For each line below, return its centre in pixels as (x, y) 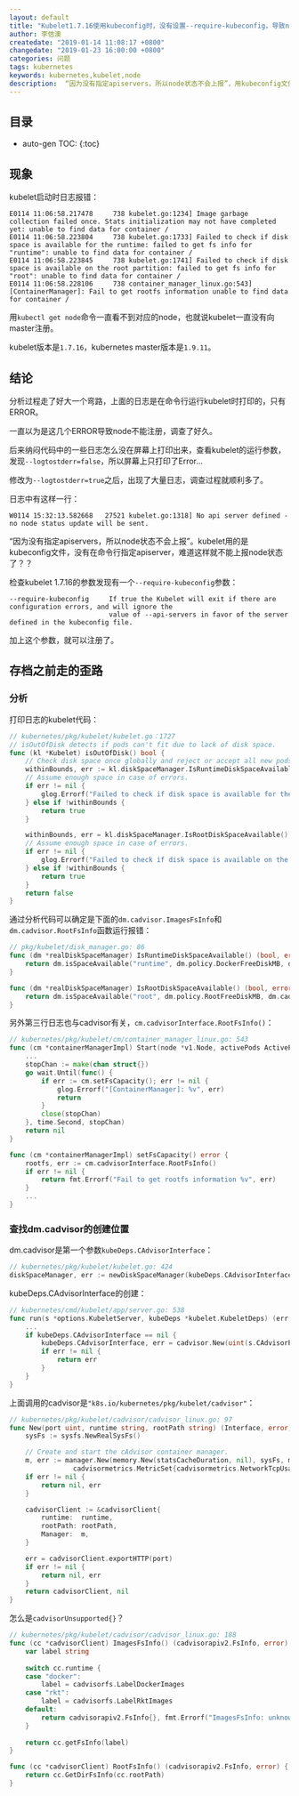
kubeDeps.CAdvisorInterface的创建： (78, 1293)
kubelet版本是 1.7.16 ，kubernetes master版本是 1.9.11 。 (113, 347)
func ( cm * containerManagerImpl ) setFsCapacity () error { (119, 1155)
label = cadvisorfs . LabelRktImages (107, 1701)
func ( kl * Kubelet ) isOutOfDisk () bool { (87, 753)
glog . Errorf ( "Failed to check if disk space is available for (159, 794)
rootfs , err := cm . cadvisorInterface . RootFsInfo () (121, 1163)
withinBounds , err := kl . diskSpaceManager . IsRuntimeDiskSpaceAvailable (161, 769)
